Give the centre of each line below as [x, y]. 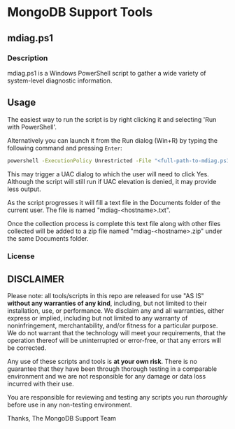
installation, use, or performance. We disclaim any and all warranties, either [116, 311]
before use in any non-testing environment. [70, 405]
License [21, 256]
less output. [24, 189]
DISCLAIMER [36, 279]
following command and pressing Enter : [65, 148]
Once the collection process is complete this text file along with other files [114, 223]
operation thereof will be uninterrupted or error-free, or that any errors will [114, 341]
